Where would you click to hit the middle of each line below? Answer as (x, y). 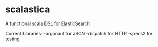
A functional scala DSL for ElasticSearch (48, 24)
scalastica (28, 9)
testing (13, 39)
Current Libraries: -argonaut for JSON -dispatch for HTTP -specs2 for (79, 33)
